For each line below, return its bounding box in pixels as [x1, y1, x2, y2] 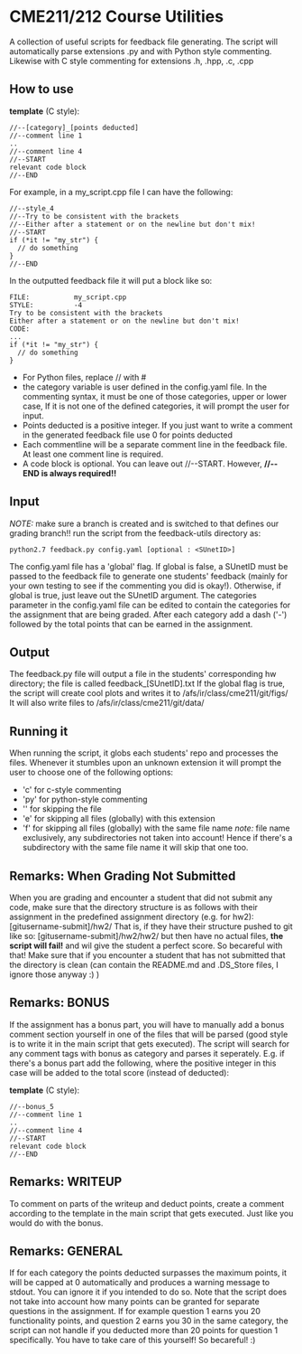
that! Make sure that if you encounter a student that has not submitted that [9, 950, 286, 960]
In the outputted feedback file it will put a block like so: [9, 275, 213, 286]
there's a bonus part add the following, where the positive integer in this [9, 1058, 277, 1068]
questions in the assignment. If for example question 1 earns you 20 [9, 1306, 261, 1317]
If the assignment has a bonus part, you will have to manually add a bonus [9, 1019, 285, 1030]
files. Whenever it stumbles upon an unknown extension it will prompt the [9, 757, 282, 768]
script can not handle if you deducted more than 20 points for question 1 [9, 1325, 279, 1336]
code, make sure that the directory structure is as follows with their [9, 902, 259, 912]
